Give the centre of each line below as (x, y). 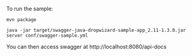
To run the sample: (30, 9)
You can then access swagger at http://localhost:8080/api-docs (87, 47)
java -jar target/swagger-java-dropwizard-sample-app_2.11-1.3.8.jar (96, 30)
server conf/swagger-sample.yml (47, 36)
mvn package (21, 20)
